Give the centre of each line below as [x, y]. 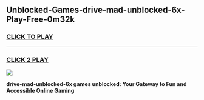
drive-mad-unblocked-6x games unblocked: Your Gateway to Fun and [97, 84]
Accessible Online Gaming [40, 90]
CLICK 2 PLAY [27, 59]
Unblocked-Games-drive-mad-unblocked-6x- [96, 10]
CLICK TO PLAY [30, 37]
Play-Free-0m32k [40, 20]
